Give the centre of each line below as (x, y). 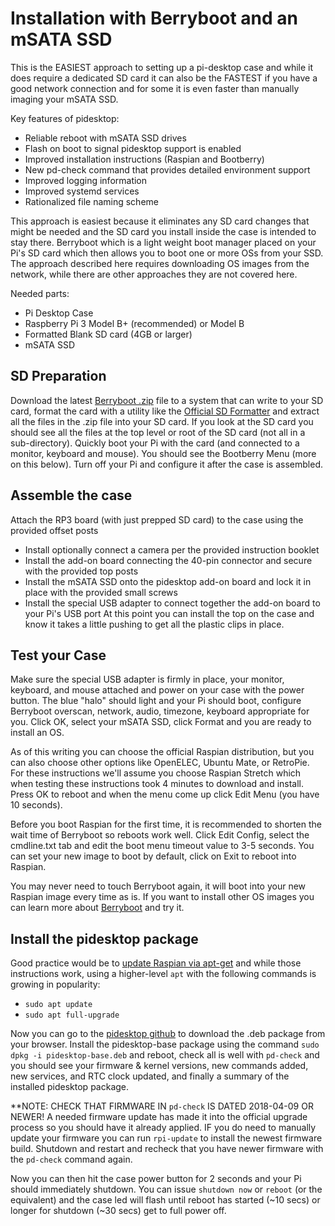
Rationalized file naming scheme (91, 201)
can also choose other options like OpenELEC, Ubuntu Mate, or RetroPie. (160, 763)
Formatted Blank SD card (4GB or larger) (108, 334)
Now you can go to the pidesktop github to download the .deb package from (168, 1034)
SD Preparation (58, 376)
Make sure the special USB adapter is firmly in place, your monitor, (147, 679)
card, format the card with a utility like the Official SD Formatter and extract (165, 411)
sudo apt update (58, 1005)
